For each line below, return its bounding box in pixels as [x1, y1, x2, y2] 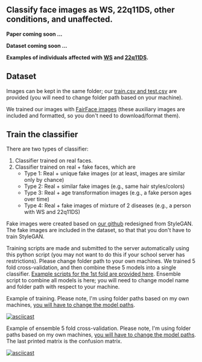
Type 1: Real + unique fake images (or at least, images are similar [24, 170, 186, 177]
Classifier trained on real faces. [14, 157, 93, 164]
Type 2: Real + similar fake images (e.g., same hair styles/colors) [24, 183, 185, 190]
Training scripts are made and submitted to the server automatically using [6, 245, 190, 252]
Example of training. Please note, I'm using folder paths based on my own [6, 295, 189, 302]
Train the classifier [6, 129, 78, 140]
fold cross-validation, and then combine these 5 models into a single [6, 264, 177, 271]
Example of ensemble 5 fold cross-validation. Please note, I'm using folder [6, 325, 191, 332]
